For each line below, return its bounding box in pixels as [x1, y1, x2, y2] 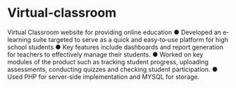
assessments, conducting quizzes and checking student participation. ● [7, 65, 218, 73]
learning [7, 35, 32, 43]
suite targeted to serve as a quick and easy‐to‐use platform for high [32, 35, 229, 43]
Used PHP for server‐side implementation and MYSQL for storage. [7, 72, 200, 81]
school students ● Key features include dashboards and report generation [7, 43, 224, 51]
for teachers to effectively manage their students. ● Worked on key [7, 50, 204, 59]
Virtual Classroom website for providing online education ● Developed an [7, 28, 222, 36]
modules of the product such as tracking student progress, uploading [7, 57, 209, 66]
